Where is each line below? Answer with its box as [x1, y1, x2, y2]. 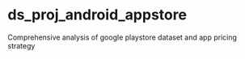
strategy [7, 40, 36, 50]
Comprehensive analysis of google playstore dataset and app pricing [7, 32, 238, 42]
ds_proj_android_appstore [7, 6, 188, 24]
